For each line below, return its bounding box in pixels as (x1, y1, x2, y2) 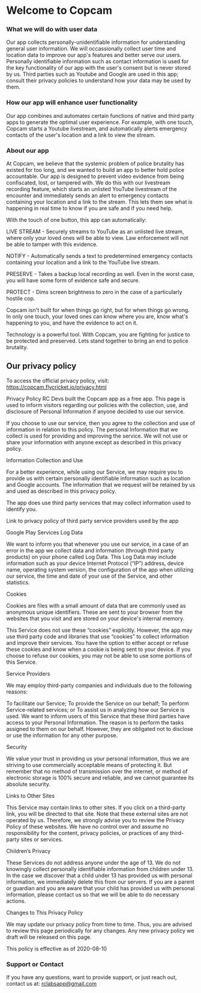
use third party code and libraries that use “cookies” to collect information (6, 632, 189, 640)
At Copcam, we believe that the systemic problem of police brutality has (6, 160, 185, 167)
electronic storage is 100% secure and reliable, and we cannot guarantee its (6, 774, 194, 781)
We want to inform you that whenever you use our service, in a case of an (6, 540, 189, 548)
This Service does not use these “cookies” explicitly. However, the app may (6, 626, 193, 634)
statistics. (6, 578, 30, 586)
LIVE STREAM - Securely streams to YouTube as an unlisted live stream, (6, 228, 184, 235)
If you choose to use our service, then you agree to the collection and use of (6, 419, 196, 427)
